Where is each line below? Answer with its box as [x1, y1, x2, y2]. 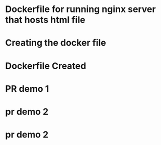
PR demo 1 [5, 83, 49, 94]
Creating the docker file [5, 37, 107, 49]
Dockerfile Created [5, 60, 87, 71]
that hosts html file [5, 14, 86, 26]
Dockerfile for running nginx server [5, 4, 156, 15]
